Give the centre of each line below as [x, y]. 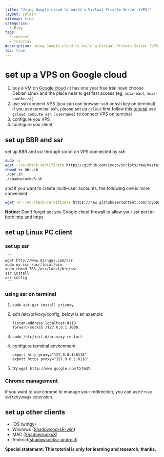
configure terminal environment [44, 346]
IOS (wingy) [24, 424]
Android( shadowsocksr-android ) [45, 439]
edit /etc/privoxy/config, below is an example [57, 314]
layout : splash [20, 14]
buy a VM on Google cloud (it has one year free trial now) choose [78, 88]
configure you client [32, 125]
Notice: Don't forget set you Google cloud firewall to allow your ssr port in [80, 212]
